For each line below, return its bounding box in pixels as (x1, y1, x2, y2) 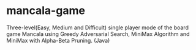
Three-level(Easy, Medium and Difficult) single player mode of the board (6, 24, 189, 31)
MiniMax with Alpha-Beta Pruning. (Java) (6, 37, 110, 44)
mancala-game (6, 4, 86, 18)
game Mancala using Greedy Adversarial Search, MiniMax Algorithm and (6, 30, 190, 37)
